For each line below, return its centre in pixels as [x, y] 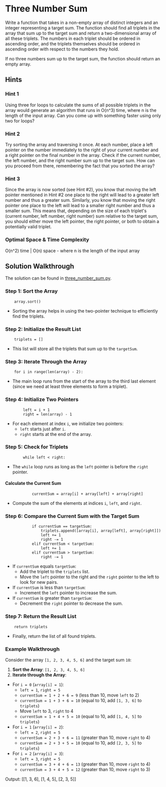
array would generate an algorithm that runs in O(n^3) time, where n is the [81, 110]
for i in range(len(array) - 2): [49, 372]
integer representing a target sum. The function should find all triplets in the [83, 27]
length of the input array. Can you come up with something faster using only [83, 115]
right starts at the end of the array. [56, 434]
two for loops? [20, 121]
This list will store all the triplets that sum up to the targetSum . [75, 349]
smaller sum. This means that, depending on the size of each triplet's [76, 211]
